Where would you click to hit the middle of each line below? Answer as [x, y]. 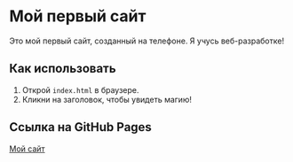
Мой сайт [28, 149]
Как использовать [63, 69]
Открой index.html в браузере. [80, 89]
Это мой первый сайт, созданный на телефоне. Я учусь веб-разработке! [147, 41]
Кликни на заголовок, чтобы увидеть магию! [107, 99]
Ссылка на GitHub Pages [81, 127]
